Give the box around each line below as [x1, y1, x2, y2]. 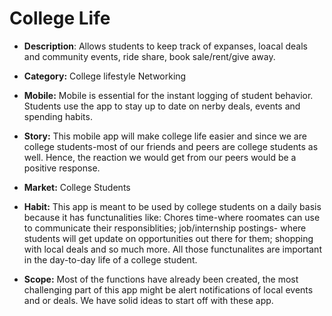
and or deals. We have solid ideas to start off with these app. [23, 294, 274, 306]
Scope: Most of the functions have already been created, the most [23, 273, 299, 285]
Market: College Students [23, 181, 131, 193]
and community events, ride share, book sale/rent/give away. [23, 50, 276, 62]
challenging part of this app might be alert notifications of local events [23, 283, 314, 296]
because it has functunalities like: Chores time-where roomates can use [23, 211, 321, 223]
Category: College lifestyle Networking [23, 70, 187, 82]
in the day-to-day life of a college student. [23, 253, 198, 266]
